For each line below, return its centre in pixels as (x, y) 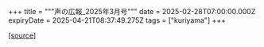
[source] (22, 35)
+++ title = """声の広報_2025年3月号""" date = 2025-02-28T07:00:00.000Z (132, 11)
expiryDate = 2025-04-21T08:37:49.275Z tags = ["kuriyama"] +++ (117, 20)
